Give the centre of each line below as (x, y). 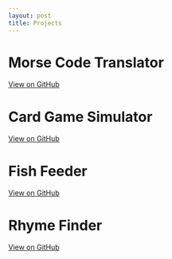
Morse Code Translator (86, 63)
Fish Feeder (48, 171)
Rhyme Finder (55, 225)
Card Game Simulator (80, 117)
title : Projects (35, 23)
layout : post (30, 16)
